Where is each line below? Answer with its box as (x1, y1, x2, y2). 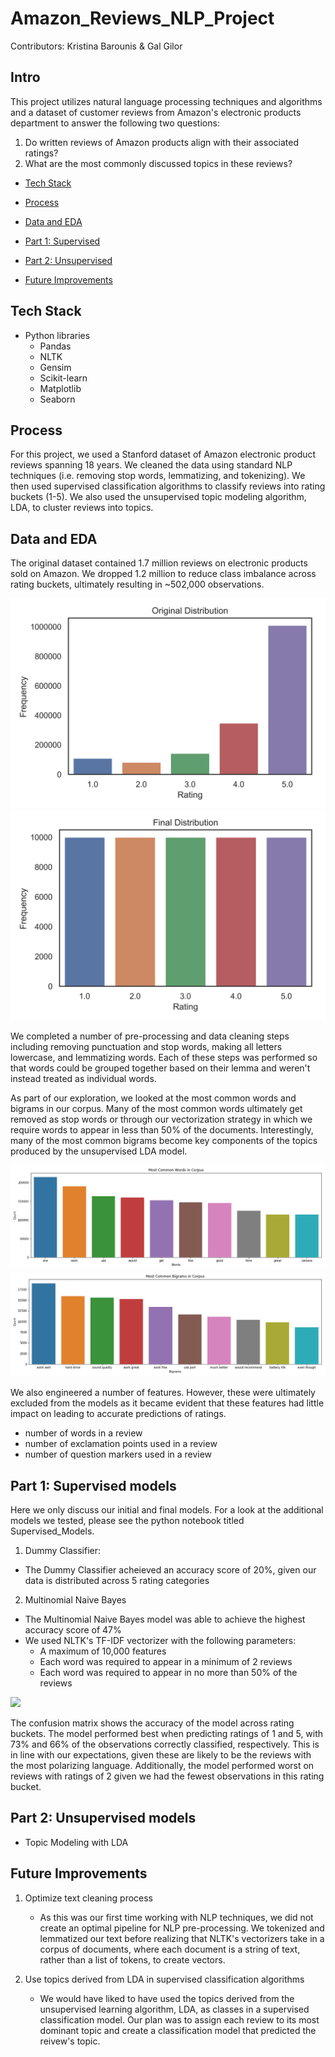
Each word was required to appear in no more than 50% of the (39, 1667, 298, 1678)
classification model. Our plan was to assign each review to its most (39, 2013, 320, 2026)
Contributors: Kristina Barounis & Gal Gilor (10, 40, 183, 52)
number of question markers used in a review (24, 1448, 213, 1461)
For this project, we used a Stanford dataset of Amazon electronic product (10, 448, 317, 461)
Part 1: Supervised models (10, 1477, 177, 1494)
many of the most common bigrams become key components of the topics (10, 1134, 318, 1146)
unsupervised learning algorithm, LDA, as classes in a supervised (39, 2003, 310, 2015)
